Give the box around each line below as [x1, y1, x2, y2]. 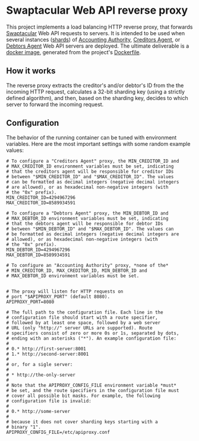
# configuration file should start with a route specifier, [6, 314, 159, 321]
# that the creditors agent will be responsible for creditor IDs [6, 168, 174, 175]
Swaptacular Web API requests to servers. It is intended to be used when [6, 29, 185, 36]
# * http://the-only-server [6, 372, 76, 378]
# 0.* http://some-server [6, 408, 70, 414]
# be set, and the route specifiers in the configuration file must [6, 387, 179, 393]
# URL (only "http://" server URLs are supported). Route [6, 325, 153, 331]
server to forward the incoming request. [6, 101, 104, 108]
